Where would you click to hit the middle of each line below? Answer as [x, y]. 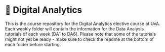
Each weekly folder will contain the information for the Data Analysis [75, 28]
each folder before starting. [33, 44]
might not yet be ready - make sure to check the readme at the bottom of [80, 39]
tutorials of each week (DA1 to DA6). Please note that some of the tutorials [81, 34]
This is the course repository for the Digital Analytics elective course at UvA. [83, 24]
